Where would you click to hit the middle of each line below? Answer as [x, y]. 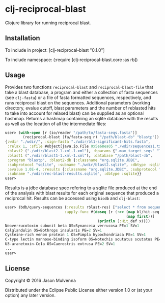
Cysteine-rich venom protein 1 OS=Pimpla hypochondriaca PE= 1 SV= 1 [76, 235]
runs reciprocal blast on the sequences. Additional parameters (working [78, 102]
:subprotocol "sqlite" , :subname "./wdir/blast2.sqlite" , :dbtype [77, 165]
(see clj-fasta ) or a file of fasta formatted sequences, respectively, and [78, 98]
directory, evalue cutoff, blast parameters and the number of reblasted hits [81, 108]
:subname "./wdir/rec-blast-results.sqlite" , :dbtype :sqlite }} [74, 174]
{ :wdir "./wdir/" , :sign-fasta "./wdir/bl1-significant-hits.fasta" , [78, 142]
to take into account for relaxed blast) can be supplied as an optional [74, 113]
